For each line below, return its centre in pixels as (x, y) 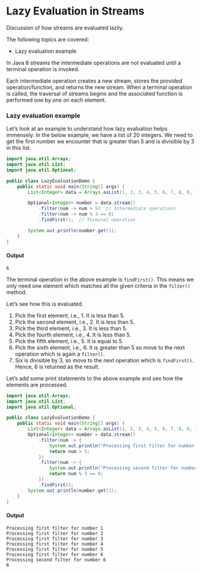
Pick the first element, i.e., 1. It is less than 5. (70, 315)
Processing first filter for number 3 (55, 539)
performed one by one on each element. (56, 100)
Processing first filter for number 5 (55, 549)
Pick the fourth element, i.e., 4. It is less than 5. (73, 335)
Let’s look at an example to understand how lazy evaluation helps (87, 129)
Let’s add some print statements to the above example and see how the (95, 378)
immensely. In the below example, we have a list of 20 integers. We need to (99, 135)
